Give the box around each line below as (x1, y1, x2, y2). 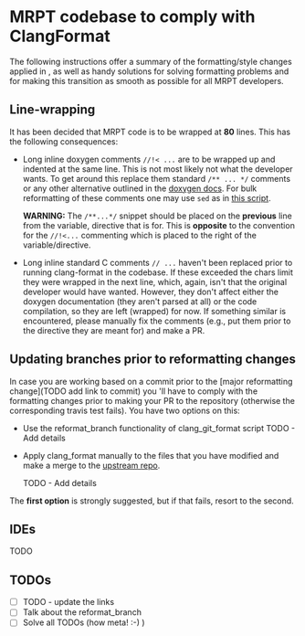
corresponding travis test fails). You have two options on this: (9, 405, 240, 416)
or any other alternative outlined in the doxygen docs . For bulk (22, 183, 258, 194)
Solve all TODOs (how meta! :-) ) (22, 617, 145, 628)
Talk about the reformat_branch (22, 607, 142, 618)
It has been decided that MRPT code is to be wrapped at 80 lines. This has (9, 126, 290, 137)
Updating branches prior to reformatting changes (9, 352, 297, 367)
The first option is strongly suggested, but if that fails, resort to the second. (9, 495, 294, 506)
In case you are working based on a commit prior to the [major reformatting (9, 376, 293, 387)
